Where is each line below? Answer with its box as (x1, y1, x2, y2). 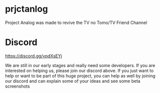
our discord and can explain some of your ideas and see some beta (5, 78, 140, 84)
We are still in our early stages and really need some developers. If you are (5, 62, 155, 68)
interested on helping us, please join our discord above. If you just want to (5, 68, 154, 73)
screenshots (5, 83, 30, 89)
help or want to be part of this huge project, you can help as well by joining (5, 72, 156, 79)
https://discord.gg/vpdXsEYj (5, 53, 62, 59)
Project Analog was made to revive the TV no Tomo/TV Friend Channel (5, 20, 147, 25)
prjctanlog (5, 3, 48, 15)
